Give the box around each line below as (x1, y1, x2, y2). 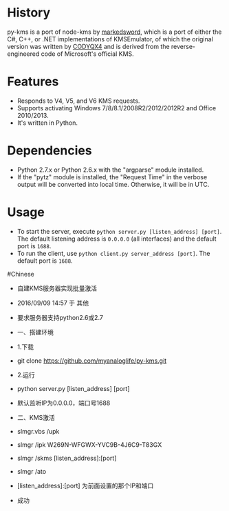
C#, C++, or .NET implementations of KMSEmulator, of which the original (7, 34, 213, 43)
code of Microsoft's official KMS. (41, 50, 134, 58)
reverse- (171, 42, 196, 50)
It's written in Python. (17, 119, 78, 127)
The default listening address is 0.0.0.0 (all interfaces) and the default (17, 234, 217, 243)
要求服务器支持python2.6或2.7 (17, 313, 103, 321)
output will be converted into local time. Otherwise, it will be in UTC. (17, 180, 210, 188)
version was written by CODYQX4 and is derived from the (7, 42, 170, 50)
